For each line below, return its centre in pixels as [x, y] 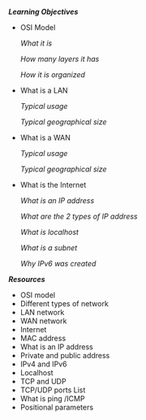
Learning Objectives [43, 12]
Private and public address [65, 355]
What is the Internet [53, 185]
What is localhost [49, 232]
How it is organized [52, 75]
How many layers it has [60, 59]
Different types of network [64, 303]
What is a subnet [49, 248]
